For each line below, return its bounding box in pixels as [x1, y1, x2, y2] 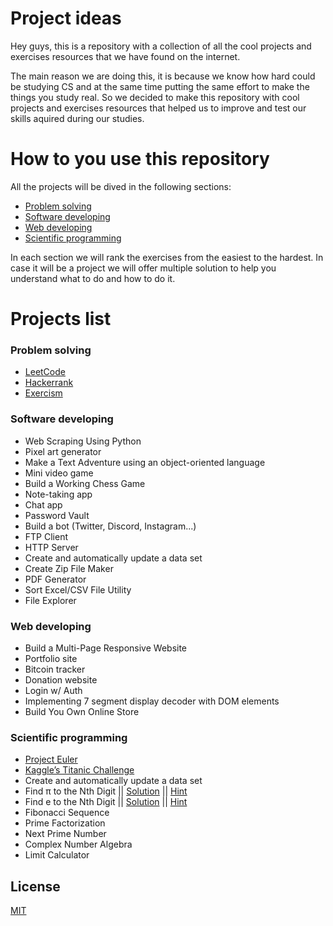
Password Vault [24, 509, 90, 521]
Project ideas [10, 7, 122, 30]
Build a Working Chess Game [24, 477, 146, 489]
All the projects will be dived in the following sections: [10, 180, 232, 192]
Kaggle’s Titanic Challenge [24, 764, 135, 776]
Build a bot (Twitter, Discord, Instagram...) [24, 520, 197, 532]
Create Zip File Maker [24, 562, 114, 574]
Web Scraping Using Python [24, 435, 142, 447]
